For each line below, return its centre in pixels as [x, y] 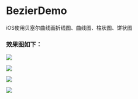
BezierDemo [37, 11]
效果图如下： [24, 44]
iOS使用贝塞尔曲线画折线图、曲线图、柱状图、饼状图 [69, 28]
